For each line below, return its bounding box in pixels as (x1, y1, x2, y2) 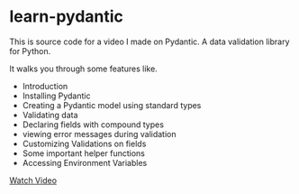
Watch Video (9, 174, 57, 186)
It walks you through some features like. (9, 63, 158, 74)
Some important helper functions (22, 147, 146, 159)
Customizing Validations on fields (22, 138, 147, 149)
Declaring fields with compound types (22, 119, 165, 130)
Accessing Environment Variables (22, 157, 148, 168)
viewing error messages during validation (22, 128, 177, 139)
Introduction (22, 80, 68, 91)
